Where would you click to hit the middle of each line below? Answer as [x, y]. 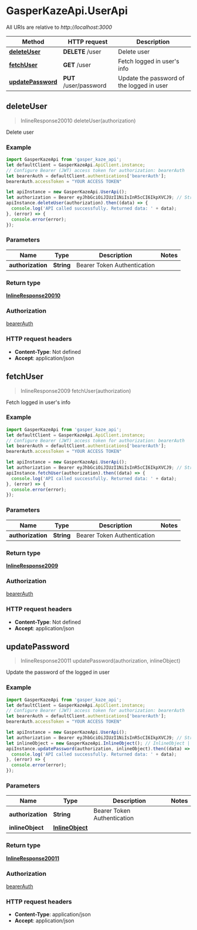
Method [33, 41]
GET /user [77, 65]
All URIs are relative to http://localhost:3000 [59, 27]
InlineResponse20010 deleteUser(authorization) [78, 120]
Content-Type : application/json [52, 915]
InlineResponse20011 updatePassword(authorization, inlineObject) [100, 661]
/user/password [85, 85]
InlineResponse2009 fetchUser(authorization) [76, 390]
